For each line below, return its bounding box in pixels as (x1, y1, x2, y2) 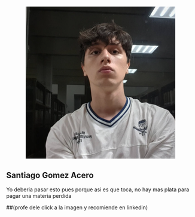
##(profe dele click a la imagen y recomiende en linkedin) (6, 204, 148, 211)
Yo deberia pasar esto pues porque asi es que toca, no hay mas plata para (6, 186, 190, 193)
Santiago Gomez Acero (6, 170, 94, 180)
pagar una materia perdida (6, 192, 72, 200)
